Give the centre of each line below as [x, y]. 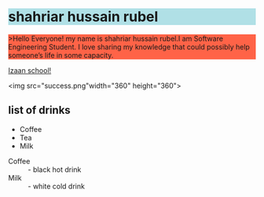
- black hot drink [55, 170]
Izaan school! [30, 70]
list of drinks [39, 110]
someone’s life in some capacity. [61, 55]
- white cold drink [56, 186]
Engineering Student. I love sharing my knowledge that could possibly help [129, 46]
